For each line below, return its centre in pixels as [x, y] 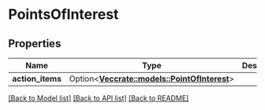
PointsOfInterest [63, 15]
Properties [35, 44]
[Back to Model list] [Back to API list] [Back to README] [99, 98]
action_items [37, 79]
